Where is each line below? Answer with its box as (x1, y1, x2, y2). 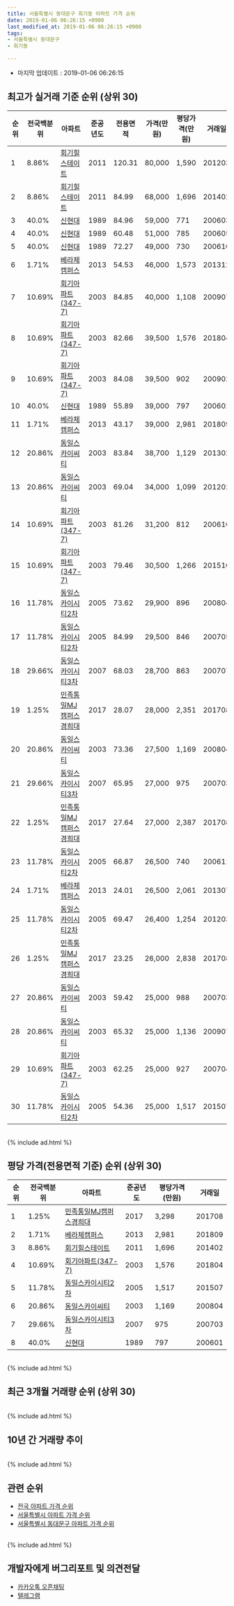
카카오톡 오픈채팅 (17, 1582, 65, 1591)
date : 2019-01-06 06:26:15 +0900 (7, 17, 104, 24)
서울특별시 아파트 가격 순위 (17, 1511, 91, 1520)
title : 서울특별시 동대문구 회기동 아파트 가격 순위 (7, 10, 136, 17)
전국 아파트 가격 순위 (17, 1502, 74, 1511)
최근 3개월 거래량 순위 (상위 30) (7, 1386, 136, 1398)
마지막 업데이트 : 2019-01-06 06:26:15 (17, 69, 124, 77)
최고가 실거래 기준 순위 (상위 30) (7, 91, 139, 103)
